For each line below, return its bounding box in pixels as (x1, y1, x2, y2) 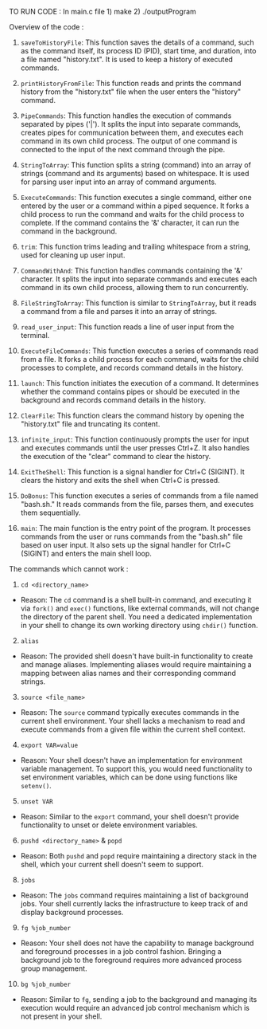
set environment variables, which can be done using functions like (20, 772, 238, 782)
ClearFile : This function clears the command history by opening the (20, 410, 245, 420)
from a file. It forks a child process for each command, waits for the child (20, 355, 259, 363)
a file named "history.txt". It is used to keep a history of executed (20, 55, 234, 64)
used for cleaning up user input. (20, 250, 126, 260)
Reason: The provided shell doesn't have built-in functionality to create (20, 651, 253, 661)
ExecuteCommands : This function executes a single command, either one (20, 193, 253, 202)
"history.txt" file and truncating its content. (20, 419, 161, 429)
